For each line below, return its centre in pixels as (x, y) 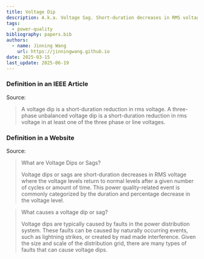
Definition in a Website (40, 137)
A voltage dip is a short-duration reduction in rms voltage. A (96, 109)
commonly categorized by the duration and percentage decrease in (105, 194)
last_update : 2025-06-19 (38, 63)
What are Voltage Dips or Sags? (61, 163)
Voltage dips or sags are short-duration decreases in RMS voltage (104, 174)
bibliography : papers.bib (39, 35)
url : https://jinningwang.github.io (64, 52)
